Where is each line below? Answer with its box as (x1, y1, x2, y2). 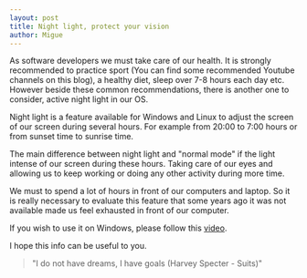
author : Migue (9, 30, 64, 39)
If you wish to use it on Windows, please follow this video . (9, 222, 228, 233)
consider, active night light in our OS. (9, 94, 149, 105)
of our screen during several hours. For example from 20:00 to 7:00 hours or (9, 121, 298, 132)
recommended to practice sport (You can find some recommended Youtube (9, 65, 295, 76)
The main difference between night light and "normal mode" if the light (9, 149, 276, 160)
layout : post (9, 13, 59, 23)
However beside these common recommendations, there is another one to (9, 84, 290, 96)
